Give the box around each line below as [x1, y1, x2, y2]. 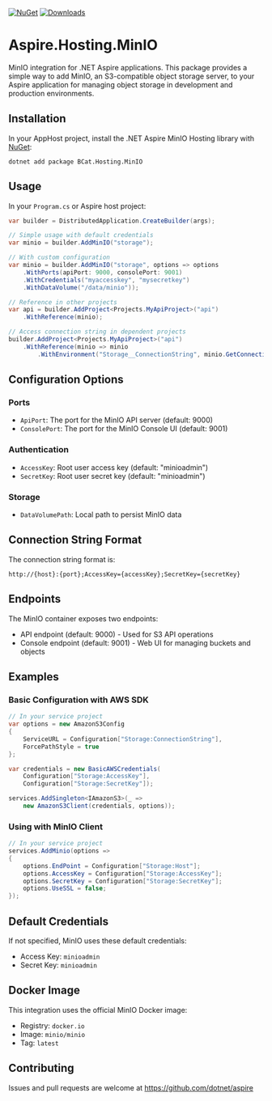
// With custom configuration [8, 253, 111, 262]
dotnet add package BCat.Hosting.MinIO [8, 158, 143, 166]
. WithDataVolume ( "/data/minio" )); [23, 283, 139, 291]
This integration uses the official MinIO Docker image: [8, 1005, 188, 1014]
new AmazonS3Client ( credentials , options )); [23, 802, 176, 811]
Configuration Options [8, 373, 124, 387]
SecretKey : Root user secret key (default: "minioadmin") [19, 471, 206, 481]
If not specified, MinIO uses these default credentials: [8, 936, 188, 946]
